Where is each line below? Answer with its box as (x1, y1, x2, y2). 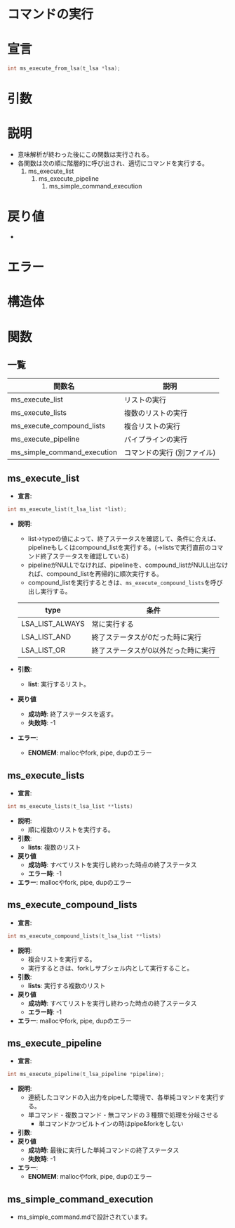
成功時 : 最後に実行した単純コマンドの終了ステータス (27, 1146, 180, 1154)
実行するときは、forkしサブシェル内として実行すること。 (27, 964, 194, 972)
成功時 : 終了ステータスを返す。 (27, 710, 118, 718)
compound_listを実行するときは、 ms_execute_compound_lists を (27, 578, 210, 587)
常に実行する (91, 620, 135, 629)
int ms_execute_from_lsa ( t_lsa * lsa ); (7, 65, 121, 72)
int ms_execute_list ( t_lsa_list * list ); (7, 506, 128, 513)
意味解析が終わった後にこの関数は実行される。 (17, 151, 153, 159)
